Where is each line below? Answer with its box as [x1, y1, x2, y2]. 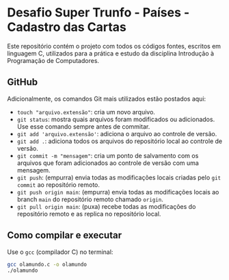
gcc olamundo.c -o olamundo [7, 261, 87, 268]
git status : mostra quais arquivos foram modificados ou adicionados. [16, 115, 215, 123]
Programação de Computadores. [7, 56, 100, 64]
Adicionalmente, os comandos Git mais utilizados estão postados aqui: [7, 94, 206, 103]
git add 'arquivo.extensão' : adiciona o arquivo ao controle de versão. [16, 129, 217, 138]
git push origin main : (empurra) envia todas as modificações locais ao [16, 188, 219, 196]
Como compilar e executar [7, 229, 122, 241]
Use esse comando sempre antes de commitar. [16, 122, 150, 131]
